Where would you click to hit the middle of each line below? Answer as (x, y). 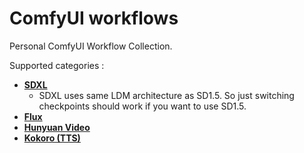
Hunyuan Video (57, 127)
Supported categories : (57, 65)
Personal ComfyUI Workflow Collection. (91, 46)
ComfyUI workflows (94, 18)
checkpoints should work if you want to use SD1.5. (142, 106)
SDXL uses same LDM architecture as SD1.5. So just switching (166, 95)
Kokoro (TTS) (52, 138)
